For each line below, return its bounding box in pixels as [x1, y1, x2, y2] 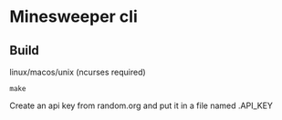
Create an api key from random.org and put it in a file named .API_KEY [9, 100, 274, 111]
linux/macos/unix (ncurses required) [9, 66, 146, 77]
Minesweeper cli [9, 6, 139, 27]
